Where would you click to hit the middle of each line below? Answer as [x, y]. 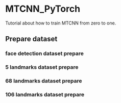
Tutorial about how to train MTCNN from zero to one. [61, 23]
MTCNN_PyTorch [43, 9]
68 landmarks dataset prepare [44, 81]
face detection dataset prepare [45, 54]
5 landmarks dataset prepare [42, 67]
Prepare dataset [31, 39]
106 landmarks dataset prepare [45, 95]
